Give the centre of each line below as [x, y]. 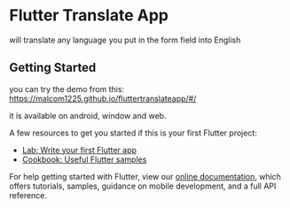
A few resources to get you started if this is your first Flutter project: [133, 133]
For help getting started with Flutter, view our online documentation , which [145, 176]
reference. [28, 195]
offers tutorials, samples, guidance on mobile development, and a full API [143, 186]
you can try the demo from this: [67, 89]
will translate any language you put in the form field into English [125, 40]
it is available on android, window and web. [88, 115]
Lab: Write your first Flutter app [79, 150]
